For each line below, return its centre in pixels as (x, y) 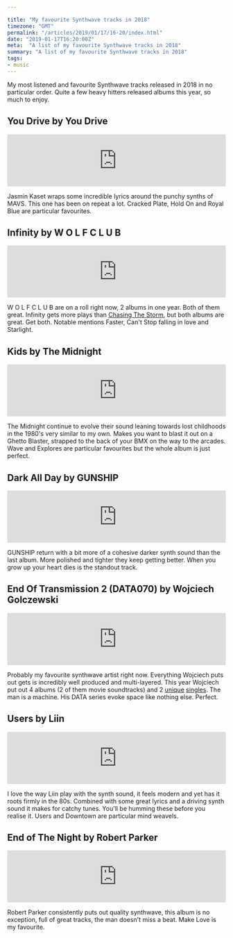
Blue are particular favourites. (50, 211)
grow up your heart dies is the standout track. (72, 567)
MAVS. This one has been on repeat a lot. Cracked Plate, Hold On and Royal (115, 203)
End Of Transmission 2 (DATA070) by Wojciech (111, 589)
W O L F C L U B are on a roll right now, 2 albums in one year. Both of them (114, 308)
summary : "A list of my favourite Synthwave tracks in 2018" (97, 52)
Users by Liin (36, 719)
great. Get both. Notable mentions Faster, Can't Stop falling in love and (108, 322)
